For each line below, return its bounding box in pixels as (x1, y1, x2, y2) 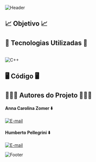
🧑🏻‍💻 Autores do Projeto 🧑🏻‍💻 (5, 91, 92, 99)
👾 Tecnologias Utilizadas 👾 (5, 38, 88, 47)
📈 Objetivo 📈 (5, 20, 48, 28)
